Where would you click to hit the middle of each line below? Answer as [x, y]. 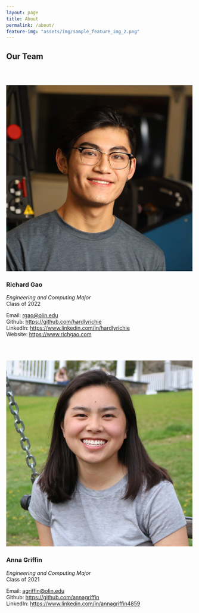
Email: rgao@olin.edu [32, 315]
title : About [22, 19]
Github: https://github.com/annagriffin [53, 597]
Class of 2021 [23, 579]
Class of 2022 [24, 304]
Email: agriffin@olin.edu [35, 591]
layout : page [22, 12]
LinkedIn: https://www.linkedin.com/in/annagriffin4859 [73, 603]
